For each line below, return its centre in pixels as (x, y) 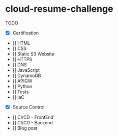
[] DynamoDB (27, 75)
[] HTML (21, 43)
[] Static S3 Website (34, 54)
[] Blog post (25, 128)
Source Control (28, 107)
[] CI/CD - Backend (33, 123)
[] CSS (20, 48)
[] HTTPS (22, 59)
